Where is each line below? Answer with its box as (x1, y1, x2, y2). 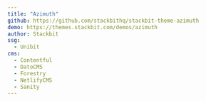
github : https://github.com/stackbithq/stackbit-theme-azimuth (7, 17, 200, 24)
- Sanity (14, 83, 40, 90)
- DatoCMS (14, 63, 43, 70)
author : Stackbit (7, 30, 59, 38)
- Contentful (14, 57, 53, 64)
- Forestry (14, 70, 46, 77)
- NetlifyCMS (14, 76, 53, 84)
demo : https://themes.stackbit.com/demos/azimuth (7, 23, 158, 31)
